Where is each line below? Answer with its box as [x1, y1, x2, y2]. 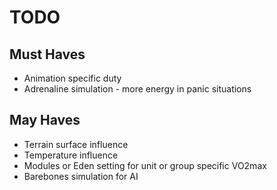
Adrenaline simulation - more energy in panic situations [23, 83, 252, 95]
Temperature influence [23, 149, 119, 161]
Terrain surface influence [23, 138, 129, 150]
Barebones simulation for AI [23, 170, 139, 182]
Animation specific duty [23, 72, 122, 84]
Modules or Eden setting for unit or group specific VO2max [23, 159, 267, 171]
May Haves [9, 112, 81, 129]
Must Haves [9, 46, 86, 63]
